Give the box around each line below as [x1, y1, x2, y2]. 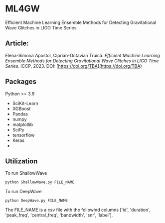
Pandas [12, 111, 28, 117]
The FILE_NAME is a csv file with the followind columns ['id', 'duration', [5, 207, 151, 213]
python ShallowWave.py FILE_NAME [5, 180, 75, 185]
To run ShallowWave [5, 170, 47, 176]
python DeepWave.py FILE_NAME [5, 198, 68, 203]
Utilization [5, 157, 38, 165]
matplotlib [12, 121, 33, 127]
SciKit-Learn [12, 100, 38, 106]
